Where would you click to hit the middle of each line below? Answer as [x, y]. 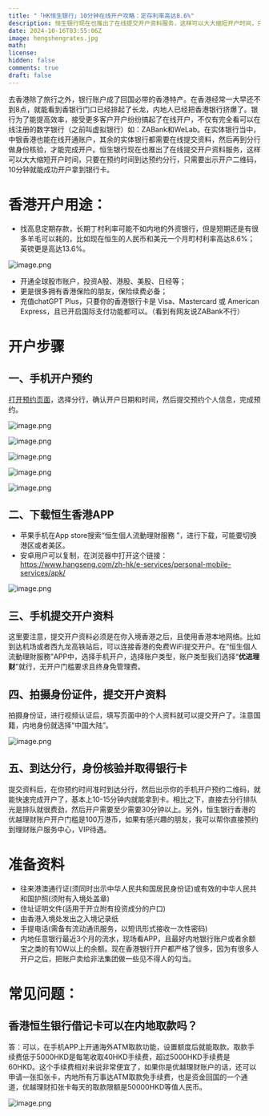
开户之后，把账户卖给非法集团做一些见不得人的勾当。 [108, 958]
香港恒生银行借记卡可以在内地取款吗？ [103, 1026]
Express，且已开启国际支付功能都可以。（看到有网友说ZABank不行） [132, 311]
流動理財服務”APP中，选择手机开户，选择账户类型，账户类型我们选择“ [123, 657]
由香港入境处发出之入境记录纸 [69, 918]
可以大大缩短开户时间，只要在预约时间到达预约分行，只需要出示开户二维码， [134, 159]
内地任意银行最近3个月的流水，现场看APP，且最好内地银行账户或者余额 [138, 938]
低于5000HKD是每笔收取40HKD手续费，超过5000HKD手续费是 [126, 1057]
